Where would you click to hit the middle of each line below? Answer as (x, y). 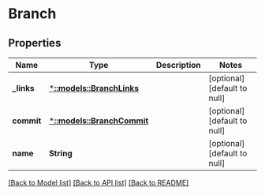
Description (179, 65)
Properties (35, 43)
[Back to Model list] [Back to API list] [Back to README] (99, 183)
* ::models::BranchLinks (94, 88)
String (60, 153)
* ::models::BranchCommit (99, 121)
